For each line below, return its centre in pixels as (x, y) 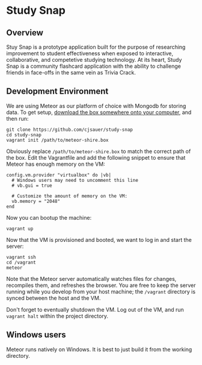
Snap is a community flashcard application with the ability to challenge (94, 66)
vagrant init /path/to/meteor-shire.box (58, 140)
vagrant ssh (21, 257)
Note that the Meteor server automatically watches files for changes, (91, 279)
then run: (17, 118)
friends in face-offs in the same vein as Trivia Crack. (71, 72)
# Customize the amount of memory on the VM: (70, 196)
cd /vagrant (21, 262)
